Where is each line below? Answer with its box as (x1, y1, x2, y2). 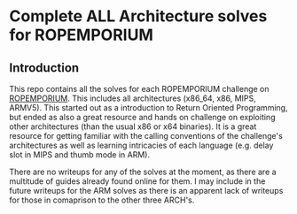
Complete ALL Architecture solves (9, 6, 268, 27)
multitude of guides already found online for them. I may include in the (9, 176, 266, 187)
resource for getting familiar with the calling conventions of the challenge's (9, 131, 284, 141)
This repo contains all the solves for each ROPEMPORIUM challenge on (9, 84, 270, 94)
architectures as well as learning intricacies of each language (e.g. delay (9, 140, 274, 150)
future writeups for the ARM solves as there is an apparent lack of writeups (9, 186, 284, 195)
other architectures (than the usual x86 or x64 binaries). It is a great (9, 121, 257, 132)
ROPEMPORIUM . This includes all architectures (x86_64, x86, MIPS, (9, 93, 257, 103)
